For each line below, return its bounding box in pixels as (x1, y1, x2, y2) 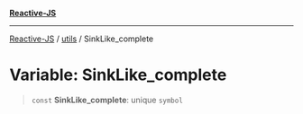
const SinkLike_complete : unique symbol (31, 94, 183, 105)
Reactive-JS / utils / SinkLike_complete (9, 33, 154, 44)
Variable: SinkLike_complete (9, 65, 227, 85)
